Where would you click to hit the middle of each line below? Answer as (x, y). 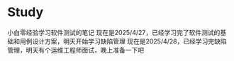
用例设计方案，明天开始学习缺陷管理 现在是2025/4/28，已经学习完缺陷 (123, 41)
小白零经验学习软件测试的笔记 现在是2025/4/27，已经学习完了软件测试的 (114, 32)
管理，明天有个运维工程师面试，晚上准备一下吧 (76, 50)
